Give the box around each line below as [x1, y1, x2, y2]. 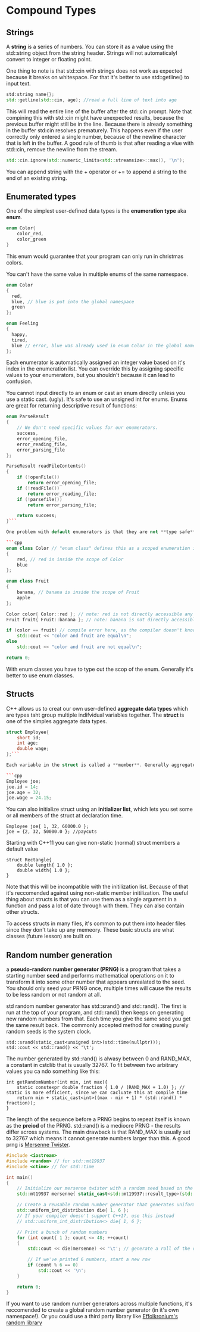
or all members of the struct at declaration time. [6, 812, 123, 819]
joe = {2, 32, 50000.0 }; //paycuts [6, 829, 97, 835]
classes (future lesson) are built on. [6, 933, 93, 940]
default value [6, 845, 39, 852]
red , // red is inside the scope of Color [17, 556, 124, 562]
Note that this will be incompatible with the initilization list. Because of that [6, 883, 189, 891]
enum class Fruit [6, 578, 49, 584]
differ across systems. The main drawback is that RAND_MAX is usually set [6, 1128, 190, 1135]
